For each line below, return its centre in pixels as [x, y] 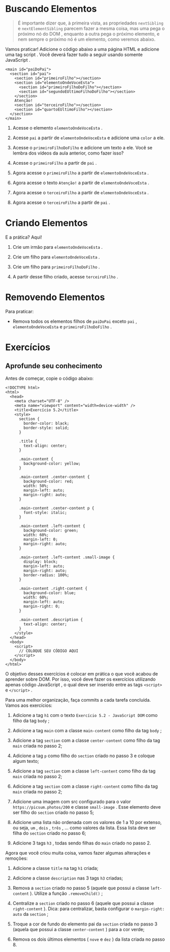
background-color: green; [51, 530]
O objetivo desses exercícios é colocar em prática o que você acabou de [82, 674]
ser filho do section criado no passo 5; [53, 812]
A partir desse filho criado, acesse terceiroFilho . [65, 276]
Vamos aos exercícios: [29, 705]
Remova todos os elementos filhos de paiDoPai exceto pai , [75, 321]
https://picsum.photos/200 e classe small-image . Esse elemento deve [87, 807]
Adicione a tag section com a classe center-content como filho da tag [86, 740]
